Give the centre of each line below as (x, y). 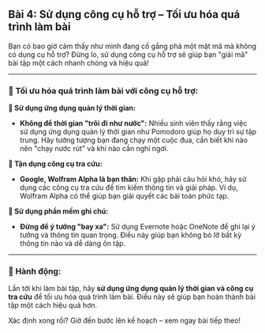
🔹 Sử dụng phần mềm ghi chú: (58, 211)
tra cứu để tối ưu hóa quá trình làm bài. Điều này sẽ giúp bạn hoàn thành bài (132, 297)
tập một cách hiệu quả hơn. (53, 305)
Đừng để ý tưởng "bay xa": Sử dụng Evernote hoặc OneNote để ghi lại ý (138, 227)
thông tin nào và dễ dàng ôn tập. (73, 244)
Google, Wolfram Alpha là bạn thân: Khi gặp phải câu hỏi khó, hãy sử (133, 180)
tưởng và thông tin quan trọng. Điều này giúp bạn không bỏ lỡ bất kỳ (131, 235)
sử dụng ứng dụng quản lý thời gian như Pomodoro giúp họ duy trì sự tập (138, 132)
